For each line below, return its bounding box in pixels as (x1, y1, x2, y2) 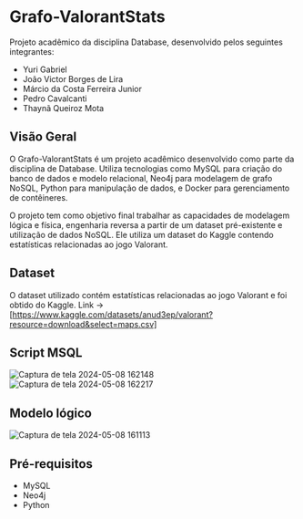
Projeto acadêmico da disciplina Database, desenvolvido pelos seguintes (9, 36, 284, 47)
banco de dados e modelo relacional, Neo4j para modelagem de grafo (9, 172, 273, 183)
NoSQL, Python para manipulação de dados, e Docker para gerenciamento (9, 182, 290, 193)
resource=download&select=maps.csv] (9, 318, 157, 329)
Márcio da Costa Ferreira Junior (22, 83, 143, 94)
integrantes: (9, 46, 55, 57)
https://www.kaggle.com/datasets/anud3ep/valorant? (12, 308, 214, 320)
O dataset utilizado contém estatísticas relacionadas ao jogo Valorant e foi (9, 289, 288, 300)
